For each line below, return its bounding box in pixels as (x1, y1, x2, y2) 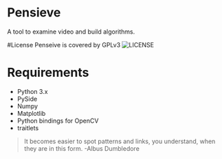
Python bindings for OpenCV (16, 117, 99, 125)
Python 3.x (16, 87, 48, 95)
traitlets (16, 123, 39, 132)
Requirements (7, 65, 89, 80)
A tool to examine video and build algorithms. (7, 27, 135, 36)
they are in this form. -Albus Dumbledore (23, 144, 140, 152)
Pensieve (7, 5, 61, 21)
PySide (16, 95, 38, 103)
